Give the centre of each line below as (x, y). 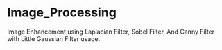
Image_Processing (62, 13)
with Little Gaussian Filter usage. (54, 38)
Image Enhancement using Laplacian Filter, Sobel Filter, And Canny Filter (111, 32)
